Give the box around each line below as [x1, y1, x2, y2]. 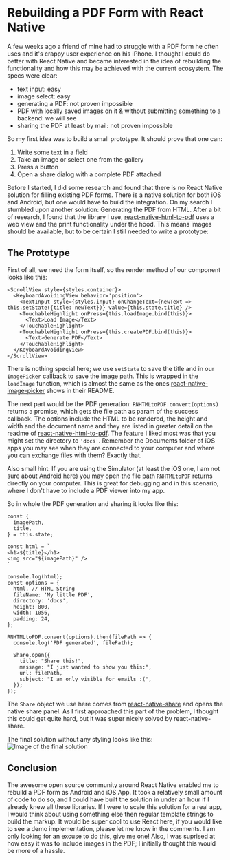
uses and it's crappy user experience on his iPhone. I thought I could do [7, 50, 211, 58]
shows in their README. [46, 386, 115, 395]
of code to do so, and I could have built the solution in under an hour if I [7, 795, 209, 804]
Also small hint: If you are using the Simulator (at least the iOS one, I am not [7, 464, 220, 472]
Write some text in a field [16, 148, 88, 156]
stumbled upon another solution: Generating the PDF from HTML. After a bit [7, 205, 221, 213]
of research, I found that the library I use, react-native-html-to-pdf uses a [7, 212, 215, 221]
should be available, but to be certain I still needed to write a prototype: [7, 227, 209, 235]
